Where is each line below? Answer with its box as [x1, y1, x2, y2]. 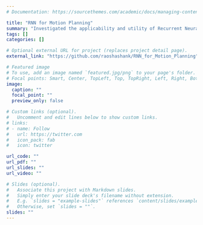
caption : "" [11, 86, 42, 93]
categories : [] [6, 37, 45, 43]
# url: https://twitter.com [6, 131, 83, 137]
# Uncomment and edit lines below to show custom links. [6, 114, 158, 120]
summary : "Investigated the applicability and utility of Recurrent [6, 25, 182, 31]
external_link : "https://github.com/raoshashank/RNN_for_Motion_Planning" [6, 53, 199, 59]
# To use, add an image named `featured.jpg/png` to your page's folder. [6, 70, 196, 76]
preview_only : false [11, 98, 63, 104]
